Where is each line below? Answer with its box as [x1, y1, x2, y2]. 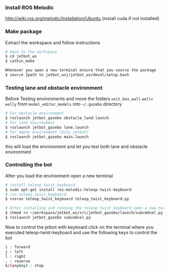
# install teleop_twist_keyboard [5, 182, 75, 187]
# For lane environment [5, 120, 55, 125]
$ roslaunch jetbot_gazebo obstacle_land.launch [5, 115, 109, 121]
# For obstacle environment [5, 111, 64, 116]
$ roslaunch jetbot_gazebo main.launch [5, 134, 89, 140]
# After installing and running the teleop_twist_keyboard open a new [5, 206, 156, 211]
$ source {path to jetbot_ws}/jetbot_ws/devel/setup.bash [5, 73, 129, 78]
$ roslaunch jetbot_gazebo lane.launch [5, 125, 89, 130]
